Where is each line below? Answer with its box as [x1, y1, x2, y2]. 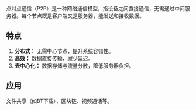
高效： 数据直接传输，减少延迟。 [14, 55, 94, 62]
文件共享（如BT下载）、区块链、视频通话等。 [6, 97, 113, 104]
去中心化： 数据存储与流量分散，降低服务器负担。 [14, 62, 135, 69]
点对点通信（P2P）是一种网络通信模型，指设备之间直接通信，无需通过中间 [6, 5, 185, 12]
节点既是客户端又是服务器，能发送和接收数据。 [31, 12, 145, 19]
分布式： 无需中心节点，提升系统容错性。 [14, 47, 114, 54]
